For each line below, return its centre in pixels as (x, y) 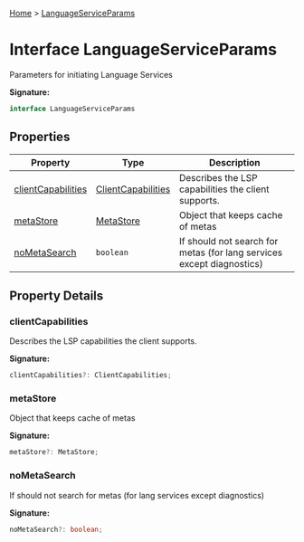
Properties (40, 137)
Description (234, 162)
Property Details (57, 296)
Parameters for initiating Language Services (91, 74)
